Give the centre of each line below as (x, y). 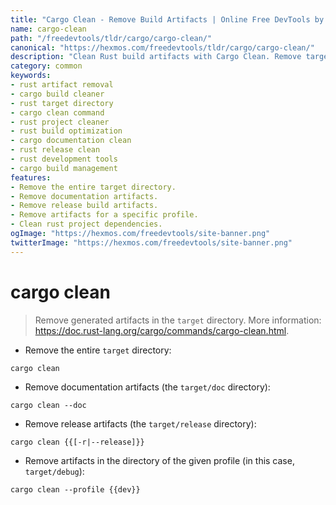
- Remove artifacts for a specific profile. (104, 215)
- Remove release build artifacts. (84, 206)
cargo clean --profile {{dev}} (75, 489)
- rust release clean (55, 150)
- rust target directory (62, 103)
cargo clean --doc (48, 405)
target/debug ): (54, 471)
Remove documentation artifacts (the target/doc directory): (147, 387)
